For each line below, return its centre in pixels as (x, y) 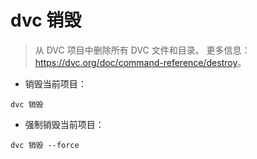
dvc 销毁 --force (45, 145)
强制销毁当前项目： (64, 124)
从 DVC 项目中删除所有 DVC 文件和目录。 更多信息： (142, 50)
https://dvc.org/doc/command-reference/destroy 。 (140, 62)
